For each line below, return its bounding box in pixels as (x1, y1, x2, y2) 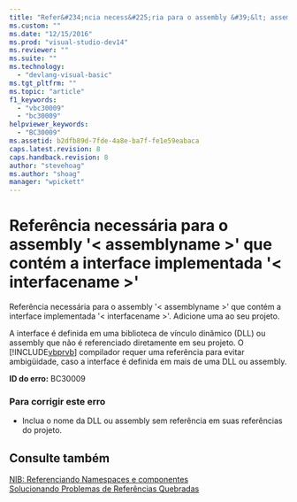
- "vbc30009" (17, 104, 65, 112)
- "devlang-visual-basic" (17, 71, 113, 80)
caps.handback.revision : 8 (9, 152, 109, 162)
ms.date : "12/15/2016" (9, 29, 93, 38)
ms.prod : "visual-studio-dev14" (9, 37, 128, 47)
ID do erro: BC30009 (9, 374, 87, 384)
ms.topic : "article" (9, 87, 86, 96)
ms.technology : (9, 63, 65, 72)
